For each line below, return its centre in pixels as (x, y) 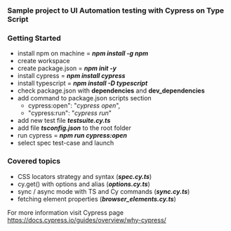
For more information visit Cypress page (66, 212)
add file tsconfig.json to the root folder (74, 128)
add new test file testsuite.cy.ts (64, 121)
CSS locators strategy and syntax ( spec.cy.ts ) (85, 176)
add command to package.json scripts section (85, 98)
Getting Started (34, 38)
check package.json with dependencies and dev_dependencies (111, 91)
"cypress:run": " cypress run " (70, 113)
